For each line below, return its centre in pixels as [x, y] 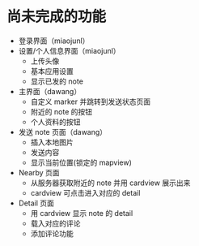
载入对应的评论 [55, 223]
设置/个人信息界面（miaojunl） [70, 50]
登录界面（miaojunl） [54, 41]
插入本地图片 [52, 142]
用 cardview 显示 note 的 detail [82, 213]
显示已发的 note [57, 81]
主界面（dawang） [50, 91]
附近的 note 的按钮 [61, 111]
